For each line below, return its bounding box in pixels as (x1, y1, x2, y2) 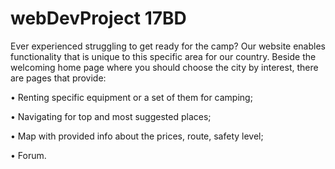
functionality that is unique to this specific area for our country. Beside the (10, 50, 317, 62)
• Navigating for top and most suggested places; (10, 110, 212, 122)
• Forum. (10, 149, 47, 161)
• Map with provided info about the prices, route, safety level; (10, 130, 264, 142)
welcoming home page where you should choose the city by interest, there (10, 61, 319, 73)
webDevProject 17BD (10, 7, 187, 30)
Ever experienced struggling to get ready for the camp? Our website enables (10, 40, 326, 52)
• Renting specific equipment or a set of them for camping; (10, 91, 253, 103)
